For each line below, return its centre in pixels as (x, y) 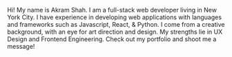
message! (21, 46)
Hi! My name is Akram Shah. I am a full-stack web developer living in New (112, 10)
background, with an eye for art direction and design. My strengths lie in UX (115, 32)
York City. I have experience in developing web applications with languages (115, 17)
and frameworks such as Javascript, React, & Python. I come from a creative (116, 24)
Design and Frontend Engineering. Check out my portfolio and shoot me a (112, 39)
